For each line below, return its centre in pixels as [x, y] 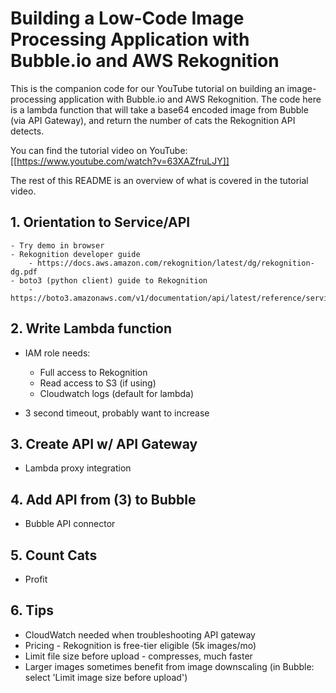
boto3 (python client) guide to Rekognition [113, 280]
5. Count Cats [54, 555]
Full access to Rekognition [93, 372]
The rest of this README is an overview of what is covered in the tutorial [159, 180]
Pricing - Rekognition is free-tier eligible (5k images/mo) [140, 645]
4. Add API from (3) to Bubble [103, 499]
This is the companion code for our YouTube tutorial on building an [147, 88]
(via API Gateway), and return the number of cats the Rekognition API [153, 120]
